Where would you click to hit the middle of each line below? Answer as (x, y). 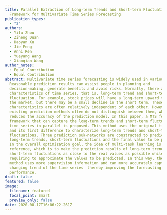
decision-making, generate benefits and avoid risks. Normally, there (84, 89)
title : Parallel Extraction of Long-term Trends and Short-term (73, 10)
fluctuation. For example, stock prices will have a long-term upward (84, 98)
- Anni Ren (21, 51)
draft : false (19, 177)
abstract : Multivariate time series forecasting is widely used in (77, 79)
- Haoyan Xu (22, 42)
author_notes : (20, 65)
